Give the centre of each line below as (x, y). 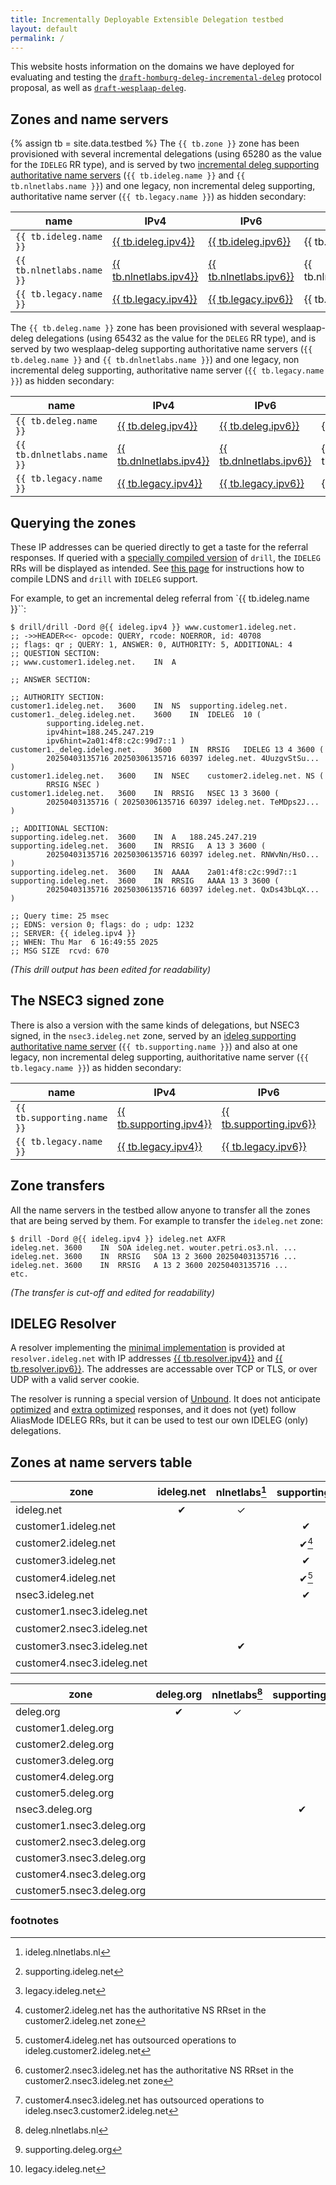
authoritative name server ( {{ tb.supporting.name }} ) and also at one (154, 1046)
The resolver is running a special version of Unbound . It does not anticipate (165, 1399)
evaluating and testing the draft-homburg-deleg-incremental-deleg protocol (166, 77)
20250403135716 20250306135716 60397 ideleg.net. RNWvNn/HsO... (183, 855)
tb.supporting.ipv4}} (164, 1124)
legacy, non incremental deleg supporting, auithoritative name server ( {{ (160, 1057)
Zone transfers (58, 1186)
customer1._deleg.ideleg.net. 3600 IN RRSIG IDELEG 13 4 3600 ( (167, 750)
